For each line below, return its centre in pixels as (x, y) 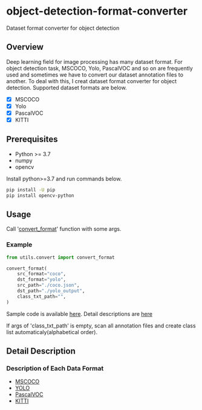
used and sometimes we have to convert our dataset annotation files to (95, 75)
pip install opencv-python (40, 196)
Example (19, 245)
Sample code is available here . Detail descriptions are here (80, 313)
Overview (25, 47)
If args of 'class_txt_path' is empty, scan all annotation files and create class (101, 326)
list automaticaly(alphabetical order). (52, 332)
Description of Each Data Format (55, 368)
